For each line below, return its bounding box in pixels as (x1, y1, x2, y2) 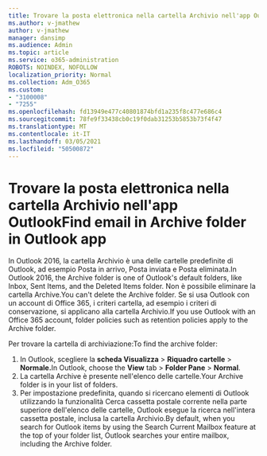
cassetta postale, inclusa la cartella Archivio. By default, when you (19, 414, 235, 423)
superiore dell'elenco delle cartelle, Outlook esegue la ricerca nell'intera (19, 405, 256, 415)
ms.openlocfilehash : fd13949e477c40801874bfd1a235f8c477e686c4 (8, 108, 222, 116)
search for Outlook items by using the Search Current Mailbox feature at (19, 423, 257, 432)
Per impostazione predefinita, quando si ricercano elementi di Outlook (19, 388, 250, 398)
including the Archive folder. (19, 439, 113, 449)
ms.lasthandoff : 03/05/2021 (8, 137, 102, 146)
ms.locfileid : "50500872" (8, 145, 94, 153)
